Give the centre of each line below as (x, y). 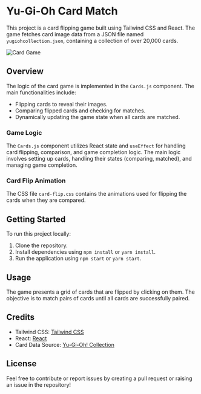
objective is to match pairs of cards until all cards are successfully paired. (98, 298)
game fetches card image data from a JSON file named (75, 34)
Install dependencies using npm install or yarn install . (85, 252)
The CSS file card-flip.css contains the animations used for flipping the (97, 194)
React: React (31, 338)
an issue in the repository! (39, 384)
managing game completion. (42, 165)
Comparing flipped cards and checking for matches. (80, 111)
